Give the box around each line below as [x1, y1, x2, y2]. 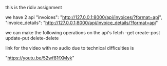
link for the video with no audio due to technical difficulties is [5, 45, 134, 51]
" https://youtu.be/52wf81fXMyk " [5, 55, 75, 61]
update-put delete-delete [5, 35, 59, 41]
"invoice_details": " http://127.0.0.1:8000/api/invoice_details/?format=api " [5, 20, 158, 26]
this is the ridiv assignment [5, 5, 62, 10]
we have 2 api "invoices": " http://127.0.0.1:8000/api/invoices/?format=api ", [5, 14, 163, 20]
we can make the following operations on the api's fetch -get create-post [5, 30, 160, 35]
